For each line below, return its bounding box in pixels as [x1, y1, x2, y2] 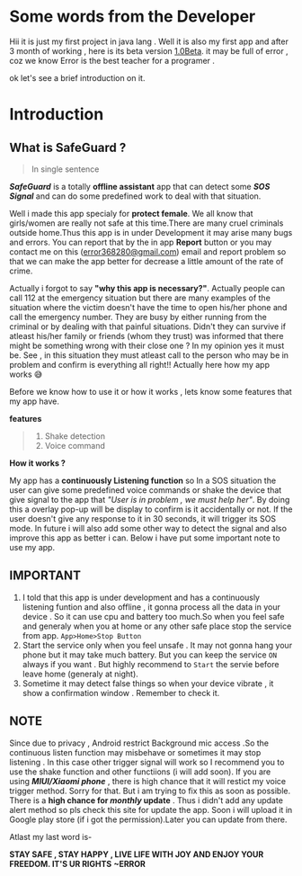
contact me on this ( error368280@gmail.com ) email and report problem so [9, 246, 287, 257]
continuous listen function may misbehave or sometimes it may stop [9, 746, 262, 757]
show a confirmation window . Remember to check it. [22, 687, 220, 698]
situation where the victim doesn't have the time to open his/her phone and [9, 301, 288, 312]
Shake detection [44, 430, 106, 442]
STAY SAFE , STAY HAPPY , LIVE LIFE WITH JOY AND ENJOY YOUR [9, 848, 264, 860]
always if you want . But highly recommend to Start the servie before [22, 658, 280, 669]
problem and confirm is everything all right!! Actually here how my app [9, 359, 270, 370]
